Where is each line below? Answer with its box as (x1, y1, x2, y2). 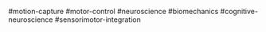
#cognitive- (220, 7, 259, 16)
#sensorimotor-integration (54, 15, 141, 24)
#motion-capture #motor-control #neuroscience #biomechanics (8, 7, 219, 16)
